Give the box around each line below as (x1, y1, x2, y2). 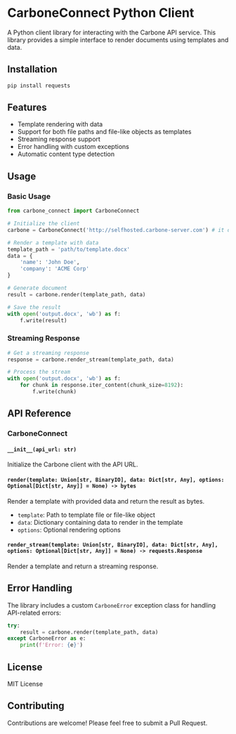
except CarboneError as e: (7, 635, 86, 642)
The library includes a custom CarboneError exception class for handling (7, 601, 216, 609)
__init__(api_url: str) (7, 446, 77, 453)
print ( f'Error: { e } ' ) (20, 641, 83, 649)
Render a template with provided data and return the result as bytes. (7, 497, 205, 505)
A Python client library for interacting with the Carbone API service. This (7, 28, 216, 37)
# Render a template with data (7, 239, 99, 247)
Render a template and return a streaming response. (7, 562, 159, 570)
